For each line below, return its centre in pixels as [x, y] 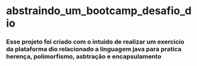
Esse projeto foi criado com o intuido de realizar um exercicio [95, 42]
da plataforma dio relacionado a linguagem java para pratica [94, 49]
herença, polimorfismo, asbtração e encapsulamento [84, 57]
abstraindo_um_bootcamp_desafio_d [99, 11]
